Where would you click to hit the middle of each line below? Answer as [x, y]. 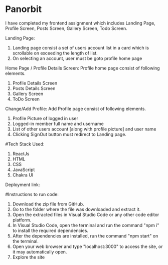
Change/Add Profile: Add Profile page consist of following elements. [76, 108]
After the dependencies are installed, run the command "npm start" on [85, 235]
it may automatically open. [40, 251]
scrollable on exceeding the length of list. [55, 53]
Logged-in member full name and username [58, 123]
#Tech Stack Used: [25, 144]
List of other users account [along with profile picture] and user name [84, 129]
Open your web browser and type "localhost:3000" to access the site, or [88, 246]
